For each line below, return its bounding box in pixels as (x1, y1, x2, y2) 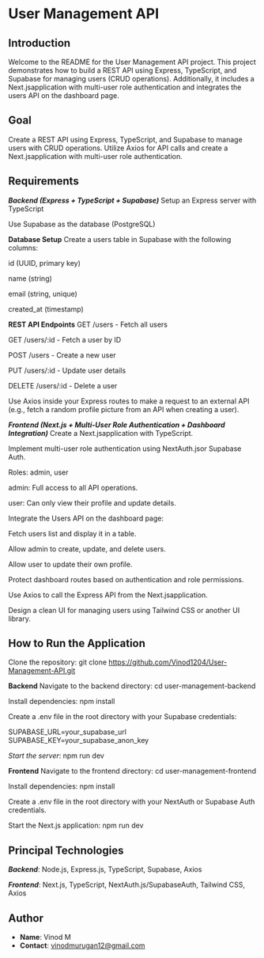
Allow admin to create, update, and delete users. (8, 543, 166, 554)
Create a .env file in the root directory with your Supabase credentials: (8, 712, 237, 721)
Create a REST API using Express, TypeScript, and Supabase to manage (8, 134, 243, 144)
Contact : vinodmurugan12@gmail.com (19, 941, 145, 950)
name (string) (8, 274, 53, 283)
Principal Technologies (8, 843, 124, 857)
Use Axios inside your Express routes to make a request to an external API (8, 396, 250, 406)
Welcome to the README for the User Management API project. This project (8, 57, 256, 66)
